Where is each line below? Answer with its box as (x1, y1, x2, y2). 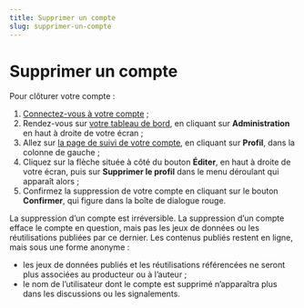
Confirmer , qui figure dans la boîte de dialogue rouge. (22, 195, 227, 206)
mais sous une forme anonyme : (9, 242, 130, 253)
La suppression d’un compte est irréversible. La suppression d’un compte (9, 213, 285, 224)
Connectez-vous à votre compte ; (22, 108, 149, 119)
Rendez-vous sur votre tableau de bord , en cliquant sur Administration (22, 118, 290, 129)
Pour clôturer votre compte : (9, 91, 116, 102)
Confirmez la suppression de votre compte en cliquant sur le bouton (22, 185, 279, 196)
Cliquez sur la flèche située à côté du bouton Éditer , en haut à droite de (22, 156, 291, 168)
